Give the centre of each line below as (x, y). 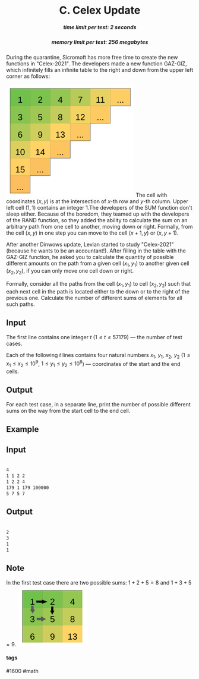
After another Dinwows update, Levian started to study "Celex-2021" (90, 244)
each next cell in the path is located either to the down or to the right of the (98, 291)
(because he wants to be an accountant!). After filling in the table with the (96, 251)
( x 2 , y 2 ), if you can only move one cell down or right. (70, 272)
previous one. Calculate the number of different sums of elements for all (94, 298)
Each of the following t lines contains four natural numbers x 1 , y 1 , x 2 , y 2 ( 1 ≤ (98, 356)
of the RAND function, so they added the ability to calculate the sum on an (97, 220)
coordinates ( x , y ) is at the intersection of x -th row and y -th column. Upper (97, 201)
